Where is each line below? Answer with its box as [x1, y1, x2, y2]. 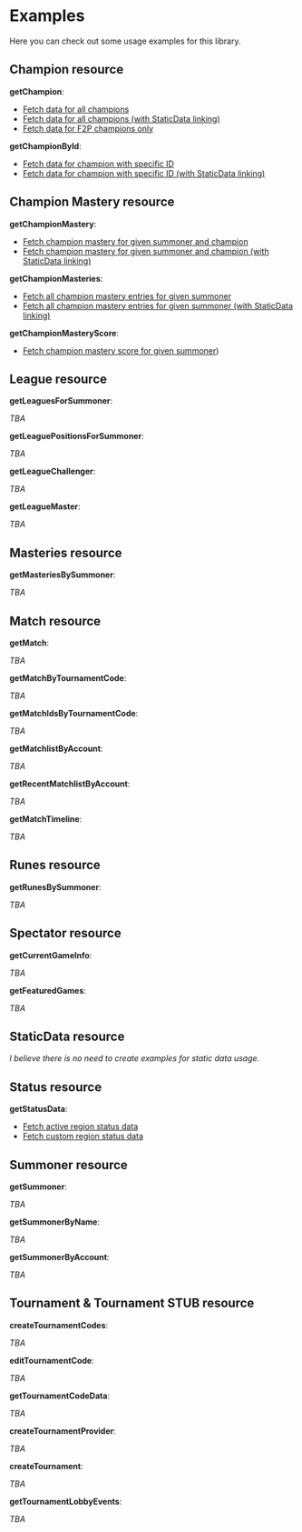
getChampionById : [9, 140, 82, 151]
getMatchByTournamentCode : [9, 673, 127, 683]
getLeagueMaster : [9, 501, 81, 512]
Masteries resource [9, 545, 122, 560]
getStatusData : [9, 1104, 68, 1115]
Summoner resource [9, 1157, 129, 1173]
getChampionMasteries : [9, 273, 103, 284]
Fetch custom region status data [22, 1131, 143, 1142]
